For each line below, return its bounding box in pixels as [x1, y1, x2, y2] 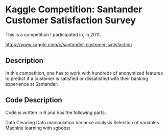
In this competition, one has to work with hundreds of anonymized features [5, 70, 163, 76]
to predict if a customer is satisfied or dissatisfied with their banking [5, 75, 148, 82]
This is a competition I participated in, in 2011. [5, 31, 101, 37]
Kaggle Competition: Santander [5, 4, 142, 15]
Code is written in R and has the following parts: [5, 109, 106, 115]
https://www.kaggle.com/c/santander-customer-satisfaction [5, 41, 132, 47]
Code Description [5, 96, 62, 105]
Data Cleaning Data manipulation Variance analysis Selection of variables [5, 119, 159, 125]
